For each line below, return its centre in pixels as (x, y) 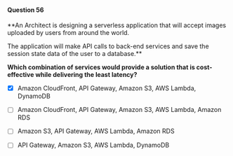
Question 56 (26, 10)
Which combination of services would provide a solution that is (101, 67)
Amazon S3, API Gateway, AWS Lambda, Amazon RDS (96, 131)
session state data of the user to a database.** (75, 54)
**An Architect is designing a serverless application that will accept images (117, 25)
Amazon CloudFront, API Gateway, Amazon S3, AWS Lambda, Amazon (119, 110)
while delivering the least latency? (86, 75)
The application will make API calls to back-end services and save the (108, 46)
